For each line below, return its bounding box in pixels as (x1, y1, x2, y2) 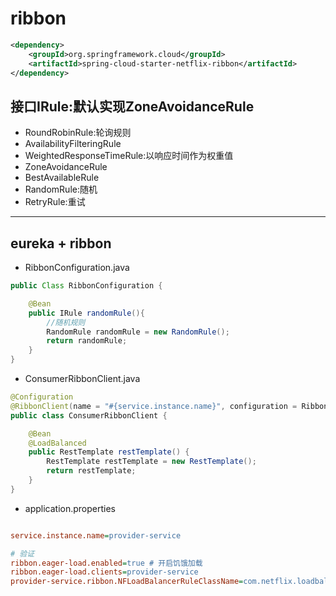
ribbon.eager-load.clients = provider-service (10, 567, 199, 577)
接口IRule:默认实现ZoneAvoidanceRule (10, 98, 255, 115)
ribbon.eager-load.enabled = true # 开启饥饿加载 (10, 558, 203, 568)
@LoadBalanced (28, 438, 87, 448)
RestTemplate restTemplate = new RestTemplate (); (46, 457, 257, 467)
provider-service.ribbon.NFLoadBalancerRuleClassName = (10, 577, 244, 587)
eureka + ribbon (10, 235, 112, 252)
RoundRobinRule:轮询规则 (24, 127, 132, 139)
